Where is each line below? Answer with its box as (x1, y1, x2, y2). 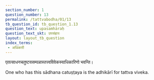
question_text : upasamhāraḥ (5, 26, 65, 31)
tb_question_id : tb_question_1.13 (5, 21, 79, 27)
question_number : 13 (5, 12, 49, 17)
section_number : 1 (5, 7, 44, 13)
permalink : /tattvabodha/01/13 (5, 17, 71, 22)
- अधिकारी (7, 45, 24, 50)
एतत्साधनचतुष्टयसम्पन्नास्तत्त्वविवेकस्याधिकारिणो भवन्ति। (5, 59, 94, 65)
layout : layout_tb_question (5, 36, 65, 41)
